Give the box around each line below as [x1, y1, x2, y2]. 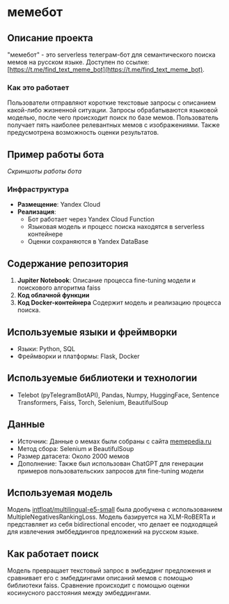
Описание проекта [7, 32, 93, 44]
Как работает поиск [7, 547, 100, 559]
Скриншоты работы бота [7, 167, 82, 175]
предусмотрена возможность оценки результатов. [7, 128, 159, 137]
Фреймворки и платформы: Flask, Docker [17, 352, 141, 360]
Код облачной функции [17, 291, 90, 300]
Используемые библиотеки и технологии [7, 372, 198, 384]
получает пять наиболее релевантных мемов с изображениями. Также [7, 121, 221, 129]
